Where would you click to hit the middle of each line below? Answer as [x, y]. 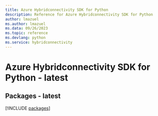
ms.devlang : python [25, 38]
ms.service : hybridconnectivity [39, 42]
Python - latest [37, 77]
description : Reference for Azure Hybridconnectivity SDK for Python [79, 14]
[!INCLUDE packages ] [28, 108]
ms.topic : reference [27, 33]
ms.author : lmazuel [25, 24]
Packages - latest [33, 96]
